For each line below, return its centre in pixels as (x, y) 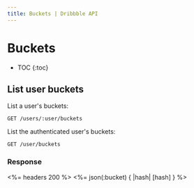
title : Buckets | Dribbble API (53, 14)
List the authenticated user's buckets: (61, 132)
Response (24, 162)
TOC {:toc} (33, 68)
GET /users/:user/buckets (45, 119)
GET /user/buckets (34, 144)
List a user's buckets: (38, 106)
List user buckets (46, 89)
